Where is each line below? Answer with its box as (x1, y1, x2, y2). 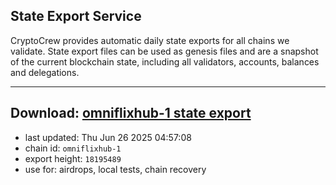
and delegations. (10, 66, 80, 78)
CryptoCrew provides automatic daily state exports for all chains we (10, 34, 290, 46)
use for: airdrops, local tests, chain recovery (24, 163, 207, 175)
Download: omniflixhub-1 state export (10, 105, 252, 122)
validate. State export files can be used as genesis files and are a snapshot (10, 45, 319, 57)
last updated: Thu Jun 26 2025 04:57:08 (24, 131, 192, 143)
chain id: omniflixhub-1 (24, 142, 122, 154)
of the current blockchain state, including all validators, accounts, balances (10, 55, 320, 68)
